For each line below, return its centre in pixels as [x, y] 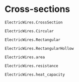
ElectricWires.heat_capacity [35, 75]
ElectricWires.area [25, 57]
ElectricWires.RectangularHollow [39, 48]
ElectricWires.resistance [31, 66]
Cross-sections [38, 9]
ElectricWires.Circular [29, 31]
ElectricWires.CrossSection [34, 22]
